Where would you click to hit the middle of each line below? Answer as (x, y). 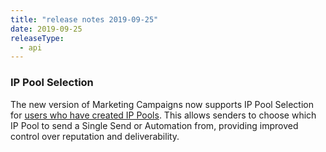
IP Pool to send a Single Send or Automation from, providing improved (154, 125)
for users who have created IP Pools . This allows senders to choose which (163, 115)
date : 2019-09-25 (46, 29)
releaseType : (37, 38)
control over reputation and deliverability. (95, 136)
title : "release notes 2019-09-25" (84, 19)
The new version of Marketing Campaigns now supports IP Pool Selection (162, 104)
